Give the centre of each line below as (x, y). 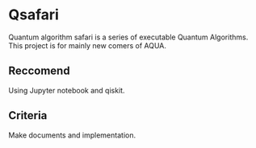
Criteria (28, 115)
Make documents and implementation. (72, 135)
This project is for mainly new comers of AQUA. (88, 45)
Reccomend (39, 71)
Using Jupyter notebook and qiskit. (67, 90)
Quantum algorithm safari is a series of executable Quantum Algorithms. (128, 37)
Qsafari (34, 15)
